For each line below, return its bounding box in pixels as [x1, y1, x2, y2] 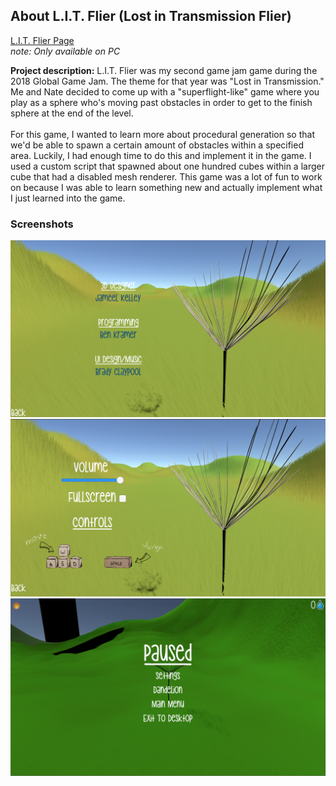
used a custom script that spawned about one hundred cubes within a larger [10, 160, 325, 172]
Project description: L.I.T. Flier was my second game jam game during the [10, 64, 318, 76]
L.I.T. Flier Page [10, 34, 75, 46]
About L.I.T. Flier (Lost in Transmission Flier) [10, 8, 292, 25]
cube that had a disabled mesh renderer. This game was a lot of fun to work [10, 170, 323, 183]
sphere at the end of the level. [10, 107, 134, 119]
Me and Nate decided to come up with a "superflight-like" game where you [10, 85, 320, 98]
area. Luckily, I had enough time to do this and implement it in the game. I [10, 149, 312, 161]
